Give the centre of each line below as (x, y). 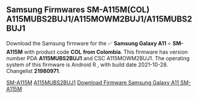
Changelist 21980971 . (33, 71)
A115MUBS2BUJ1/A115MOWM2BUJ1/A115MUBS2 (99, 19)
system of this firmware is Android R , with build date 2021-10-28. (87, 65)
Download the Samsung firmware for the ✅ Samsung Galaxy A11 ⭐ (89, 43)
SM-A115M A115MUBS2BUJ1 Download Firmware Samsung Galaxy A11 (93, 82)
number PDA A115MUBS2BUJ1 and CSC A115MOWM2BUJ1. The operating (98, 58)
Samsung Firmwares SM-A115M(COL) (78, 10)
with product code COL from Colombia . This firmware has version (106, 52)
